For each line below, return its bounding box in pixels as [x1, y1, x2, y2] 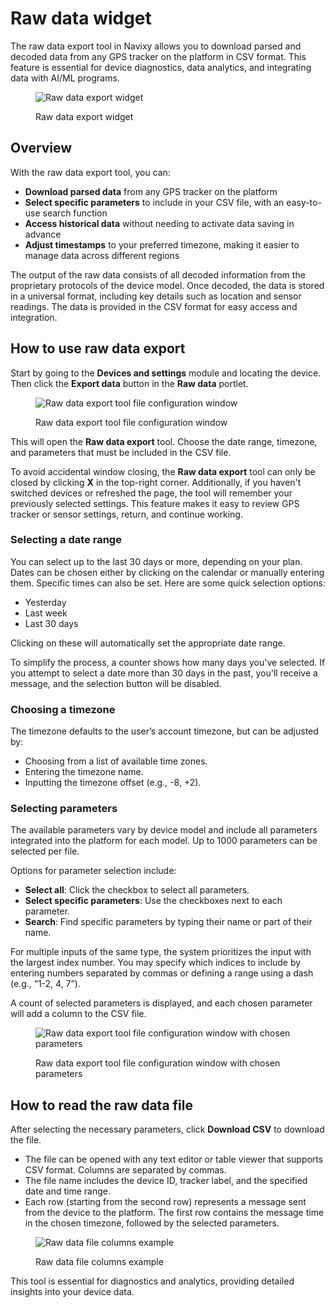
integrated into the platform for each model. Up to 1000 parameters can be [10, 835, 318, 847]
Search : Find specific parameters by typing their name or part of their [24, 916, 313, 928]
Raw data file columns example [35, 1256, 164, 1268]
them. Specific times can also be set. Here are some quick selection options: [10, 577, 326, 589]
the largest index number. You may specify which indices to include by [10, 957, 302, 969]
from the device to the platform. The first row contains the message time [24, 1207, 325, 1219]
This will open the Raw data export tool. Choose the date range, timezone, [10, 435, 318, 447]
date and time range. [24, 1185, 111, 1197]
